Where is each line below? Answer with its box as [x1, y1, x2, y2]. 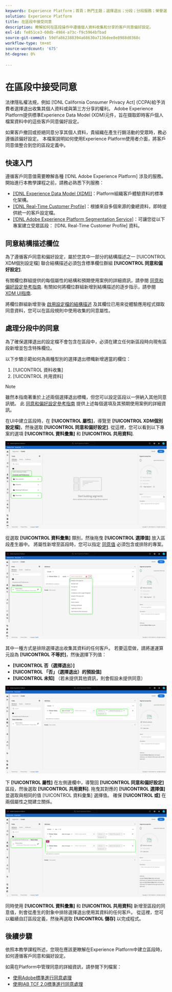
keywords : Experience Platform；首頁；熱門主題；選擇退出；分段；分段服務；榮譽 [5, 8, 164, 13]
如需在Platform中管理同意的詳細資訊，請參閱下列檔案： [5, 964, 122, 970]
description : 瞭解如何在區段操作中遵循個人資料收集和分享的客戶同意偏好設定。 [5, 25, 154, 30]
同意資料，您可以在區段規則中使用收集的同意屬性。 [5, 308, 113, 314]
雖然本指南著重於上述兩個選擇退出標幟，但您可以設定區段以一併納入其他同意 [5, 394, 167, 400]
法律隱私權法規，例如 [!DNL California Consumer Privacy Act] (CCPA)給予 [5, 99, 161, 105]
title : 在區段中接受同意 [5, 19, 52, 24]
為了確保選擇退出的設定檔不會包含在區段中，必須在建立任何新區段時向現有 [5, 339, 162, 345]
